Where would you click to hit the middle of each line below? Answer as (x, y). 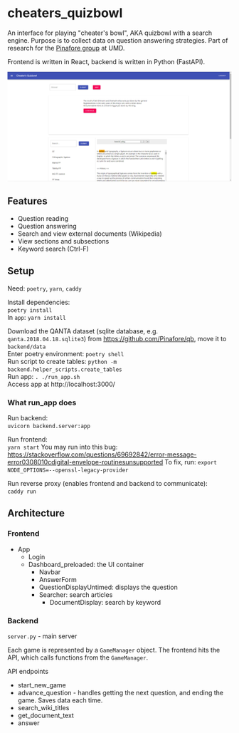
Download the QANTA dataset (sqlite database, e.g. (83, 331)
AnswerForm (58, 579)
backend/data (27, 347)
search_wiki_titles (43, 707)
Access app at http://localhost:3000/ (62, 384)
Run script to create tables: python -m (62, 361)
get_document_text (46, 715)
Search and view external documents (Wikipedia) (90, 234)
